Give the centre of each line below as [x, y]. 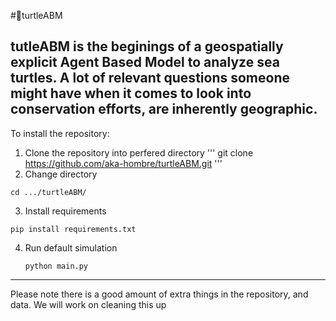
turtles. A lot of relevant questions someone [150, 78]
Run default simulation [71, 247]
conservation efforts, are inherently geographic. [164, 109]
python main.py [56, 266]
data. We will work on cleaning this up [88, 304]
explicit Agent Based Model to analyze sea [145, 62]
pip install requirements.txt [73, 229]
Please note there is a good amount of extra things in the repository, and [159, 294]
